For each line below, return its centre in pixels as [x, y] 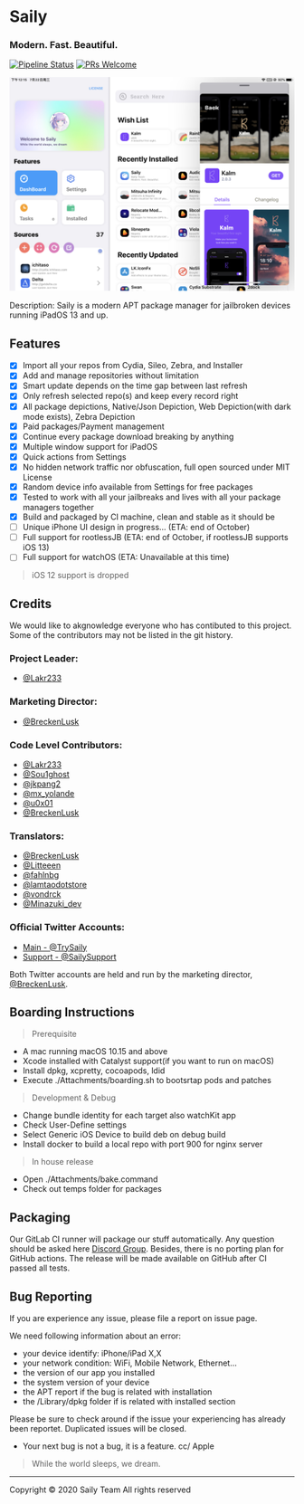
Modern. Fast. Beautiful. [64, 45]
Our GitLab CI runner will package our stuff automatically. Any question [142, 1239]
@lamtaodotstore [55, 885]
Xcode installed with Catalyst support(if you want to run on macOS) [148, 1061]
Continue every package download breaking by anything [128, 436]
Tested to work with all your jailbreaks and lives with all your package [152, 497]
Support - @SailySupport [69, 957]
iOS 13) [36, 547]
